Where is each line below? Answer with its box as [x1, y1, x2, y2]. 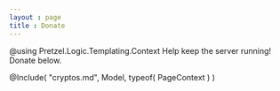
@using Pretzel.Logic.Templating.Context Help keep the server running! [9, 45, 272, 56]
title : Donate [9, 21, 66, 30]
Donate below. [9, 55, 62, 65]
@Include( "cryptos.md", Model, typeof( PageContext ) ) [9, 72, 216, 82]
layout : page [9, 12, 62, 22]
